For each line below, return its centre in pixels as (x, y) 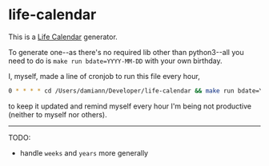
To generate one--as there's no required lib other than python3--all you (126, 52)
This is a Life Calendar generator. (63, 37)
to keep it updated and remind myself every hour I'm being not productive (130, 106)
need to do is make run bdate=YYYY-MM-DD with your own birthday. (115, 61)
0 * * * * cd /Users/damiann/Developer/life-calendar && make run (121, 91)
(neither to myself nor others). (58, 114)
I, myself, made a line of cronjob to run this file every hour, (104, 76)
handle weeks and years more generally (84, 152)
